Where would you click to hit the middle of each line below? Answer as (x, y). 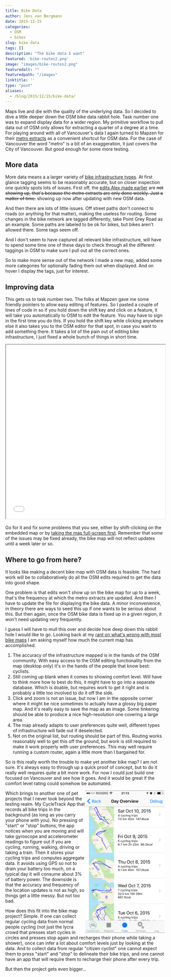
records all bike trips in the (33, 810)
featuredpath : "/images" (31, 75)
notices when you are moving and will (45, 831)
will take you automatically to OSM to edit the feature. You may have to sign (84, 315)
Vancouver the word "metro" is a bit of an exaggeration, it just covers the (81, 143)
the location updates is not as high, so (45, 890)
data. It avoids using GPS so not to (41, 863)
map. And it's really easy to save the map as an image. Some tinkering (86, 709)
